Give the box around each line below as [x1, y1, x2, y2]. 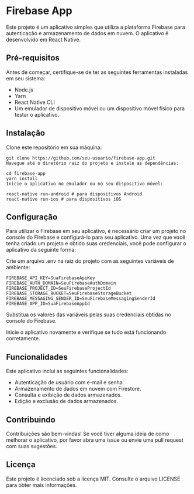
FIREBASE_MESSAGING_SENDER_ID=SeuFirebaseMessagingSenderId [6, 296, 156, 302]
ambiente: [6, 264, 30, 271]
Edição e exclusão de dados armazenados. [14, 398, 119, 405]
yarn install [6, 175, 38, 181]
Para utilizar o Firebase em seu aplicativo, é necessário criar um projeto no [6, 228, 186, 235]
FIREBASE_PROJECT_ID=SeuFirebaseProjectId [6, 286, 111, 292]
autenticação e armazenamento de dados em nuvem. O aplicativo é [6, 29, 169, 36]
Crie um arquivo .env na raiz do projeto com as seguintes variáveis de [6, 258, 174, 265]
